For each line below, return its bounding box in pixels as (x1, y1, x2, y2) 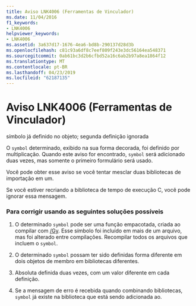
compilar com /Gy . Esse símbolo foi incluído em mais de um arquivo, (14, 227, 182, 235)
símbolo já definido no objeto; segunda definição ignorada (6, 133, 149, 140)
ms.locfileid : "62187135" (6, 75, 70, 81)
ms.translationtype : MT (6, 58, 65, 64)
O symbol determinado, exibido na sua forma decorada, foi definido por (6, 144, 180, 152)
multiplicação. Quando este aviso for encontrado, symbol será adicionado (6, 151, 185, 158)
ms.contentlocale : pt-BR (6, 64, 68, 70)
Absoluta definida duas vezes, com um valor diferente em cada (14, 269, 170, 276)
